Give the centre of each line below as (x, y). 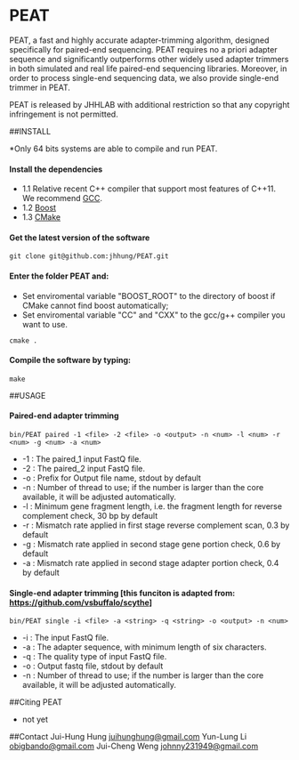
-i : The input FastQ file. (65, 638)
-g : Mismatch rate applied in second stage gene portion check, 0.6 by (151, 544)
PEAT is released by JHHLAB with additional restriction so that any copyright (149, 104)
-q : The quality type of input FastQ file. (94, 657)
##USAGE (28, 395)
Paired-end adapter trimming (64, 416)
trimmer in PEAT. (40, 87)
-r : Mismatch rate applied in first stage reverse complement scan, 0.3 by (156, 525)
